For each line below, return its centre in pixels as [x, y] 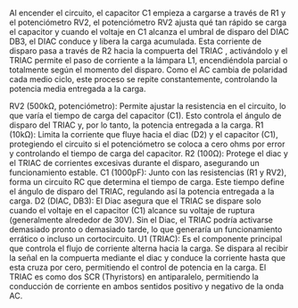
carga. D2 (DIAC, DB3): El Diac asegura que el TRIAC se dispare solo [135, 201]
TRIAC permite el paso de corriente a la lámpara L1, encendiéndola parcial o [149, 60]
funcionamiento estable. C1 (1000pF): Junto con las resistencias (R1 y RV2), [148, 172]
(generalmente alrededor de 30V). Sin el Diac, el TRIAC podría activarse [141, 220]
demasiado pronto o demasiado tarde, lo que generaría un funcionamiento [146, 229]
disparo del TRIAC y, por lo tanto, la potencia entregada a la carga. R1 [137, 125]
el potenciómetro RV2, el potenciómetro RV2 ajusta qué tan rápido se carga [148, 22]
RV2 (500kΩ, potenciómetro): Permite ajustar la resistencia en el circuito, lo [148, 106]
